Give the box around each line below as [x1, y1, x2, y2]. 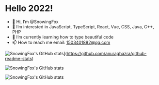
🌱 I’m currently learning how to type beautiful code [12, 34, 114, 40]
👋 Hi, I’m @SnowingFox [12, 19, 59, 24]
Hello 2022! [5, 3, 53, 14]
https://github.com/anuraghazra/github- [66, 50, 147, 56]
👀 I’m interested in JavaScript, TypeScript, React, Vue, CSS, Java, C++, [12, 24, 154, 29]
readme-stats [5, 56, 32, 61]
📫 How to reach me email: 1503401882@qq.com [12, 39, 111, 45]
